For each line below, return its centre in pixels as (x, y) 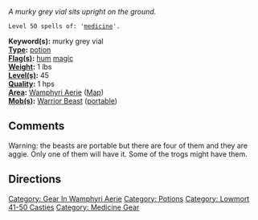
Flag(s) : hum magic (41, 58)
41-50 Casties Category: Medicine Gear (74, 207)
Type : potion (30, 50)
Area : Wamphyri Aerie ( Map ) (56, 92)
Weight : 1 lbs (30, 67)
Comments (37, 126)
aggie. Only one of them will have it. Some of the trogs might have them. (128, 154)
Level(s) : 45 (29, 75)
